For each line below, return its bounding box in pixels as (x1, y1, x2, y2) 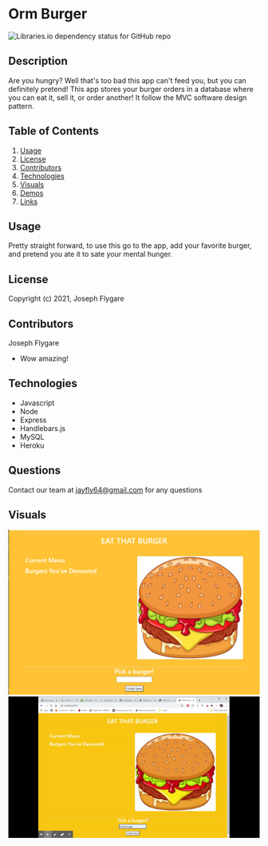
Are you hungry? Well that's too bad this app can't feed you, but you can (8, 75, 247, 85)
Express (19, 415, 47, 425)
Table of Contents (8, 125, 100, 138)
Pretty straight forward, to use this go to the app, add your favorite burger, (8, 241, 252, 250)
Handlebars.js (19, 423, 66, 433)
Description (8, 54, 68, 68)
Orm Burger (8, 5, 88, 23)
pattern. (8, 101, 34, 110)
